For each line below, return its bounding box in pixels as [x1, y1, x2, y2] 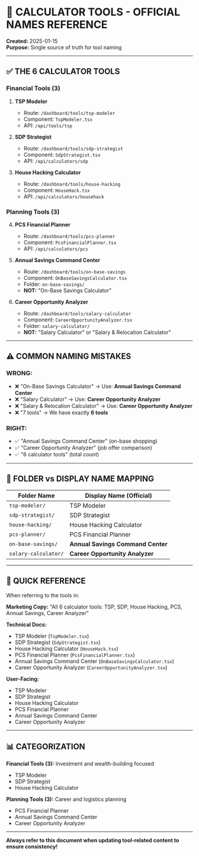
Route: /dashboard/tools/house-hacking [23, 180, 121, 187]
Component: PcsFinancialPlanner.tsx [23, 239, 117, 246]
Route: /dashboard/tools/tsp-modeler [23, 109, 115, 116]
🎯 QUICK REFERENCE [6, 576, 86, 586]
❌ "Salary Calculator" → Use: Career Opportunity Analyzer [14, 395, 161, 403]
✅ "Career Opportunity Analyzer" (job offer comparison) [14, 444, 153, 451]
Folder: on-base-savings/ [23, 281, 85, 288]
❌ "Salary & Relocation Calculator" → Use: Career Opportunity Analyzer [14, 402, 192, 409]
